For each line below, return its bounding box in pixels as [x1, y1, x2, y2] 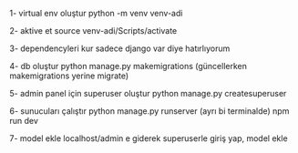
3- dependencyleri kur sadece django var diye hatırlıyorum [9, 43, 231, 54]
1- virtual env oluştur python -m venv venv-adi [9, 8, 183, 18]
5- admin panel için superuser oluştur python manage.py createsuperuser [9, 88, 287, 98]
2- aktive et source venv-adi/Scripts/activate [9, 25, 178, 36]
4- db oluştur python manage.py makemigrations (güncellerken [9, 61, 248, 71]
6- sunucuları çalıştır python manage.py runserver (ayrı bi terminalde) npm [9, 106, 290, 117]
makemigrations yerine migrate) [9, 70, 129, 81]
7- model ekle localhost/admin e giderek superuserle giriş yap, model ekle [9, 133, 289, 144]
